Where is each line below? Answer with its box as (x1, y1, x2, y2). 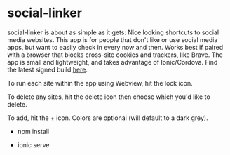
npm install (17, 127, 50, 135)
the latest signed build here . (7, 65, 88, 74)
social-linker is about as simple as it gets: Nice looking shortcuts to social (7, 28, 219, 36)
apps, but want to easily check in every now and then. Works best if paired (7, 43, 223, 51)
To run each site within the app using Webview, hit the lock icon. (7, 79, 193, 87)
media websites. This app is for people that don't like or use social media (7, 35, 218, 43)
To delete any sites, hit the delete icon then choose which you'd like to (7, 93, 210, 101)
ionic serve (17, 140, 50, 149)
